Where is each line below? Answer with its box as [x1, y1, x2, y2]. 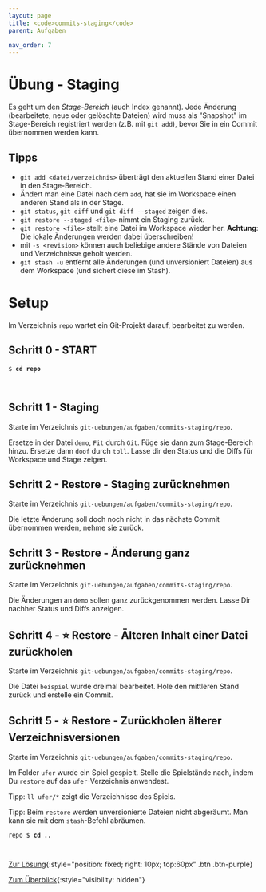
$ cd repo [8, 365, 42, 373]
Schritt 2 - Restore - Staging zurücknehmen [8, 478, 230, 491]
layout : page [8, 11, 52, 20]
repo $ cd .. [8, 831, 52, 839]
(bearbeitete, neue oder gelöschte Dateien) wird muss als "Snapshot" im [8, 111, 248, 120]
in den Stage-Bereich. [19, 181, 93, 190]
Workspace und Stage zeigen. [8, 454, 108, 464]
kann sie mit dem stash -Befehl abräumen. [8, 815, 146, 825]
